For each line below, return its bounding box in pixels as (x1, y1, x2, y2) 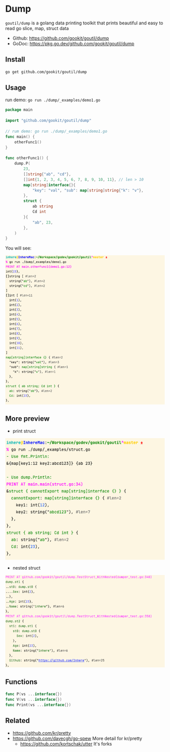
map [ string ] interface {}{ (23, 182, 76, 187)
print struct (12, 428, 36, 434)
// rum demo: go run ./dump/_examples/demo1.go (5, 129, 108, 134)
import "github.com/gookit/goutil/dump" (5, 118, 92, 123)
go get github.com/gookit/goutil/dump (5, 69, 87, 74)
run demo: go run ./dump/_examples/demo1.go (5, 97, 101, 103)
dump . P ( (14, 161, 30, 166)
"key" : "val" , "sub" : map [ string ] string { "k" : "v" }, (32, 187, 144, 193)
